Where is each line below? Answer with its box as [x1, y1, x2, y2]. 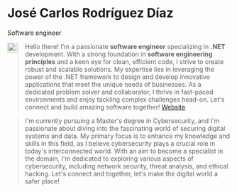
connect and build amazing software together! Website [24, 102, 186, 111]
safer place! [24, 176, 60, 186]
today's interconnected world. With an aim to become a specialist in [24, 146, 224, 155]
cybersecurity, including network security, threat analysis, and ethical [24, 161, 228, 170]
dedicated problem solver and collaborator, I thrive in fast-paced [24, 87, 214, 96]
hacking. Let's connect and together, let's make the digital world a [24, 169, 219, 178]
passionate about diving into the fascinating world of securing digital [24, 124, 226, 132]
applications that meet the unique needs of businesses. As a [24, 80, 202, 88]
